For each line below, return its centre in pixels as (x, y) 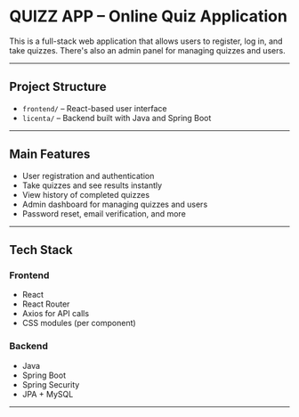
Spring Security (51, 384)
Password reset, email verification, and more (104, 213)
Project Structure (58, 87)
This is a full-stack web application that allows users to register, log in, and (146, 41)
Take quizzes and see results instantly (92, 185)
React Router (46, 304)
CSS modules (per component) (79, 323)
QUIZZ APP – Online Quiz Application (148, 16)
